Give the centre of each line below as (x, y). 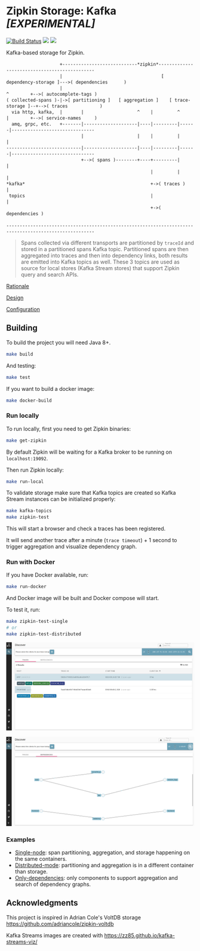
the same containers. (41, 858)
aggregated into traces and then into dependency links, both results (104, 255)
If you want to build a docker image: (50, 389)
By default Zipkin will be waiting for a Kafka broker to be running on (89, 452)
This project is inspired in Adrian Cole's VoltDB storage (74, 917)
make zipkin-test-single (37, 622)
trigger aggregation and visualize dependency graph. (72, 547)
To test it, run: (23, 610)
